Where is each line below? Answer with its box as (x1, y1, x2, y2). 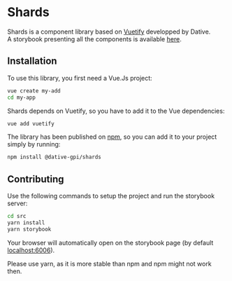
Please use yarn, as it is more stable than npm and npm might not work (7, 259, 212, 268)
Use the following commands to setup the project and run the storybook (7, 192, 215, 200)
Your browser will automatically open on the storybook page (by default (7, 238, 214, 247)
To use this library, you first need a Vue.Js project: (7, 74, 152, 82)
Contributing (7, 173, 64, 185)
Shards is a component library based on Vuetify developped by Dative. (7, 27, 211, 36)
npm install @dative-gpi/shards (7, 153, 101, 161)
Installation (7, 55, 57, 67)
